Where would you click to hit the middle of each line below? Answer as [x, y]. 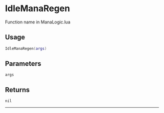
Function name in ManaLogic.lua [38, 22]
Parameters [23, 64]
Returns [18, 90]
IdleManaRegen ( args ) [26, 48]
